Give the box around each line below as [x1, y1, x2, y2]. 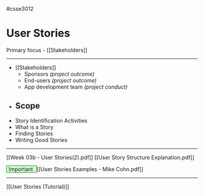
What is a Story [15, 123, 53, 130]
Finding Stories [15, 130, 53, 137]
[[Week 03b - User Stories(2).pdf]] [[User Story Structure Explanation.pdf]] [6, 154, 195, 161]
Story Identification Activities [15, 117, 88, 124]
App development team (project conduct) [24, 83, 128, 90]
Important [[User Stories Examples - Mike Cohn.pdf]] [8, 165, 144, 172]
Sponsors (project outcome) [24, 70, 95, 78]
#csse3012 [6, 5, 34, 12]
